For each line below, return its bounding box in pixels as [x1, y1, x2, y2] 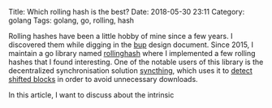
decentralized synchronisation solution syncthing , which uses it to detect [8, 66, 253, 76]
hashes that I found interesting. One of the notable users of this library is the [8, 57, 264, 67]
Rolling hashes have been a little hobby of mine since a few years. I [8, 32, 233, 41]
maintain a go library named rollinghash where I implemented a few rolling [8, 49, 256, 58]
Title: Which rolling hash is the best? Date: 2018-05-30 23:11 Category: [8, 7, 245, 16]
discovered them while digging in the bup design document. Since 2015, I [8, 40, 254, 50]
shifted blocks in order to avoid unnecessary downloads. [8, 75, 198, 84]
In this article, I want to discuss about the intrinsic [8, 90, 175, 100]
